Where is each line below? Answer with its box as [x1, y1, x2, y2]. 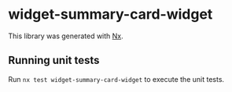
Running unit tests [8, 54, 100, 67]
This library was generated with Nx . [8, 31, 123, 41]
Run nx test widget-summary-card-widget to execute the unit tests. [8, 74, 225, 83]
